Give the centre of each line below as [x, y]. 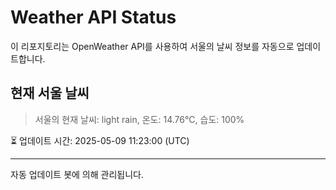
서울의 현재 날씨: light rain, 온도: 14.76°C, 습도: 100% [139, 119]
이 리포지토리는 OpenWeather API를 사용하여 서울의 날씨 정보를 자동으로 [152, 46]
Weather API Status [93, 17]
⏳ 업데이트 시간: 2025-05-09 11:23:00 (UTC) [100, 140]
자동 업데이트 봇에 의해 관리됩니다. [77, 174]
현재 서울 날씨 [50, 93]
